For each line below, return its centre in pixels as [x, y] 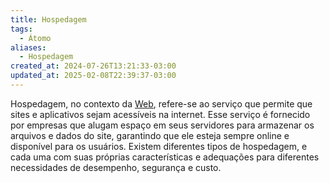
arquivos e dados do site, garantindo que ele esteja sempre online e [150, 135]
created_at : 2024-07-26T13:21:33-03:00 [93, 66]
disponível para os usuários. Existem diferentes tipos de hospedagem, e [159, 146]
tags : [21, 29]
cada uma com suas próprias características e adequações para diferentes [165, 157]
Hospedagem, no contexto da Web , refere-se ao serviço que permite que [161, 103]
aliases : [28, 47]
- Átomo [35, 38]
